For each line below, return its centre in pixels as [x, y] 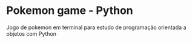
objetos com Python [31, 33]
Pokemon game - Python [70, 11]
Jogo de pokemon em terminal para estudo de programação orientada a [96, 27]
